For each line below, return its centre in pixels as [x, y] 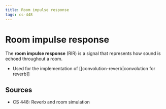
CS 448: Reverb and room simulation [51, 102]
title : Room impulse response [37, 10]
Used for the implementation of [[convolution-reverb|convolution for [84, 69]
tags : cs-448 [19, 15]
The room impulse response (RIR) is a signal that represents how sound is [83, 53]
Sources [19, 90]
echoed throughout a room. [34, 59]
